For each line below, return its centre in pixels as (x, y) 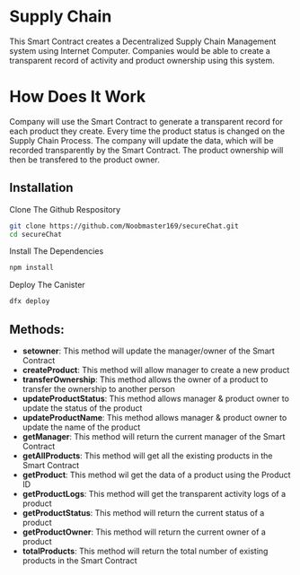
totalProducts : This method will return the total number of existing (145, 551)
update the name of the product (81, 427)
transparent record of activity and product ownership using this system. (142, 60)
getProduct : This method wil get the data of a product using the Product (156, 475)
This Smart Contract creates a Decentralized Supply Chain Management (143, 41)
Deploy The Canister (47, 285)
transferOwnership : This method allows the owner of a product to (145, 379)
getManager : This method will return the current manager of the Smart (154, 436)
